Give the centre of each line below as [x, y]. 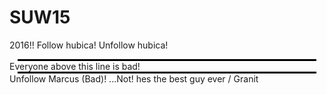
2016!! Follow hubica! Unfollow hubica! [89, 45]
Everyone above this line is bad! [75, 66]
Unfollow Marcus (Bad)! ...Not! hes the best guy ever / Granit [134, 78]
